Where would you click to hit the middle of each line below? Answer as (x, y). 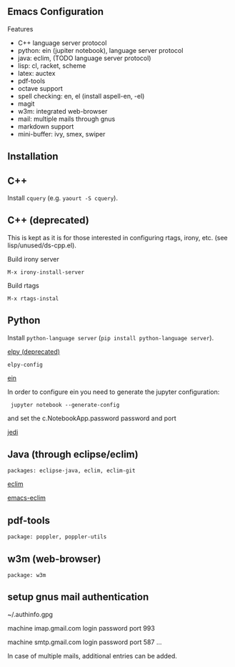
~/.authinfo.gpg (30, 614)
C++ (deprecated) (48, 221)
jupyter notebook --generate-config (65, 405)
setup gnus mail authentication (78, 597)
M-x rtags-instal (33, 298)
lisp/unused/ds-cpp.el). (42, 245)
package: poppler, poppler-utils (57, 537)
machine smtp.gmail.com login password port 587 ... (85, 642)
